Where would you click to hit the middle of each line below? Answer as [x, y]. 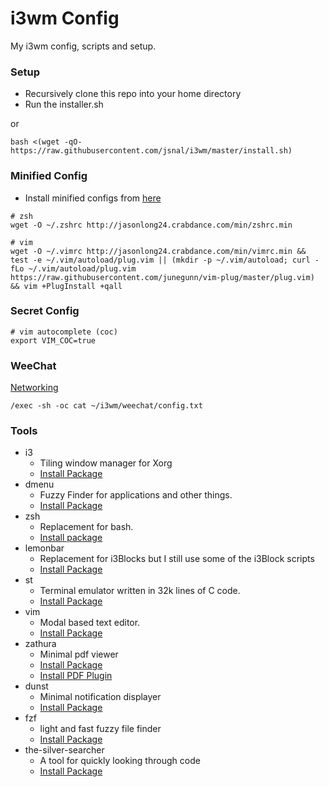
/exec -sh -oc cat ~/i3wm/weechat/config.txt [106, 406]
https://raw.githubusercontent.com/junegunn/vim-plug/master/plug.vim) [162, 277]
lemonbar [44, 548]
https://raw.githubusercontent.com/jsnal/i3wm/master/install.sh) [151, 151]
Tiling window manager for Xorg [106, 463]
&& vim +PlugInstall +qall [66, 286]
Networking [34, 388]
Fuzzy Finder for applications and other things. [136, 495]
